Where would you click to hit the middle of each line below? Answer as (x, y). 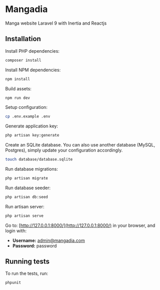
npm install (18, 79)
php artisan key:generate (32, 135)
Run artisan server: (25, 206)
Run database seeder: (28, 188)
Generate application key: (32, 126)
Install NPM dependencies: (33, 70)
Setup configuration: (26, 107)
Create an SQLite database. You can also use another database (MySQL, (80, 145)
